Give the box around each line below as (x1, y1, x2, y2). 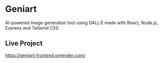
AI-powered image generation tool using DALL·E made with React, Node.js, (5, 20, 159, 26)
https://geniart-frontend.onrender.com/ (5, 52, 85, 58)
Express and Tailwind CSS (5, 25, 59, 31)
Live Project (5, 39, 43, 48)
